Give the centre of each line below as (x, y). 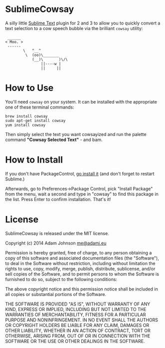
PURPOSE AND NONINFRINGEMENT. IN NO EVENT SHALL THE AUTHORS (82, 320)
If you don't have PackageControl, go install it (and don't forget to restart (80, 173)
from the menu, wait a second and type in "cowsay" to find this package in (82, 194)
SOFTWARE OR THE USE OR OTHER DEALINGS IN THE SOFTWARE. (75, 341)
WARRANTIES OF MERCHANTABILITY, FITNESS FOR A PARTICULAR (76, 314)
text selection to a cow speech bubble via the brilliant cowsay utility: (74, 28)
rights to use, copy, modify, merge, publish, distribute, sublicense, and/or (80, 268)
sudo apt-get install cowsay (35, 120)
